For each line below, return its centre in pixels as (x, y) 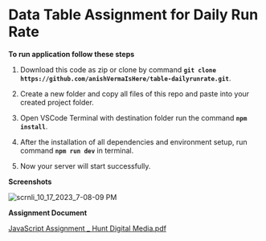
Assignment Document (48, 212)
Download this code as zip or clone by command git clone (118, 69)
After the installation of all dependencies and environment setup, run (133, 141)
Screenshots (30, 182)
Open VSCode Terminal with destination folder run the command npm (133, 117)
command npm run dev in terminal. (77, 150)
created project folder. (57, 102)
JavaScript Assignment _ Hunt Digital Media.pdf (88, 228)
